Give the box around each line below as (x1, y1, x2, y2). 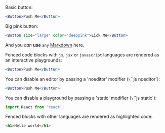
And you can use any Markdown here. (5, 42, 85, 48)
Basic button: (5, 5, 33, 10)
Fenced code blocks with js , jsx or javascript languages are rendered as (5, 51, 159, 57)
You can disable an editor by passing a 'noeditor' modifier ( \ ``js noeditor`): (5, 76, 160, 82)
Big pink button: (5, 23, 38, 29)
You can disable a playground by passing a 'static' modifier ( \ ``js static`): (5, 95, 157, 101)
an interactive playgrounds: (5, 57, 62, 63)
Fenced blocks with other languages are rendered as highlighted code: (5, 113, 153, 120)
